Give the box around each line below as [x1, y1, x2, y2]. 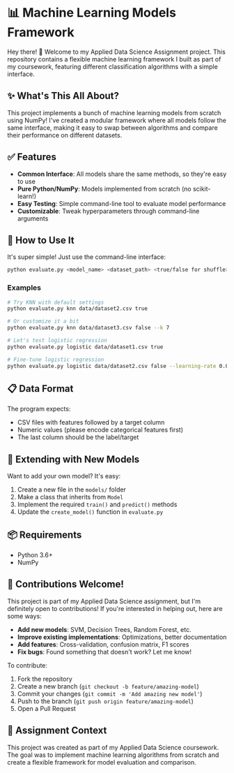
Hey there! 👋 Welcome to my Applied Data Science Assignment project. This [7, 47, 226, 56]
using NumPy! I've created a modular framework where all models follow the [7, 116, 226, 124]
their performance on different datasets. [7, 131, 123, 139]
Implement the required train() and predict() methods [17, 500, 178, 509]
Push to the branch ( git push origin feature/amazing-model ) [17, 697, 194, 705]
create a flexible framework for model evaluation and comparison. [7, 758, 196, 766]
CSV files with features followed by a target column [17, 418, 165, 427]
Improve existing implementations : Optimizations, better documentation [17, 633, 227, 641]
